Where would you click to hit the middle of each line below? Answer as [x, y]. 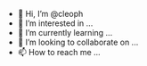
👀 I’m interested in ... [55, 23]
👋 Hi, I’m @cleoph [50, 14]
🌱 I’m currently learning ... [65, 33]
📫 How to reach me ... [59, 52]
